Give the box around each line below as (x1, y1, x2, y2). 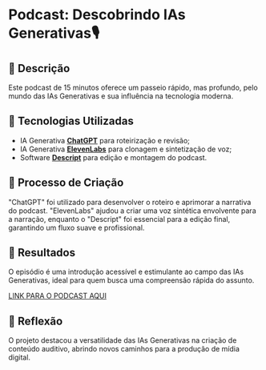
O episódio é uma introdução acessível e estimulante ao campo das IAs (8, 267, 244, 277)
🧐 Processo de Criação (8, 176, 124, 190)
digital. (8, 352, 30, 362)
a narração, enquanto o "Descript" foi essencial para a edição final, (8, 214, 231, 223)
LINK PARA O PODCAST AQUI (8, 291, 107, 301)
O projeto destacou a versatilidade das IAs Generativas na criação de (8, 336, 237, 345)
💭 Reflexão (8, 314, 63, 328)
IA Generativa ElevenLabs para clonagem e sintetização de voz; (19, 144, 232, 154)
